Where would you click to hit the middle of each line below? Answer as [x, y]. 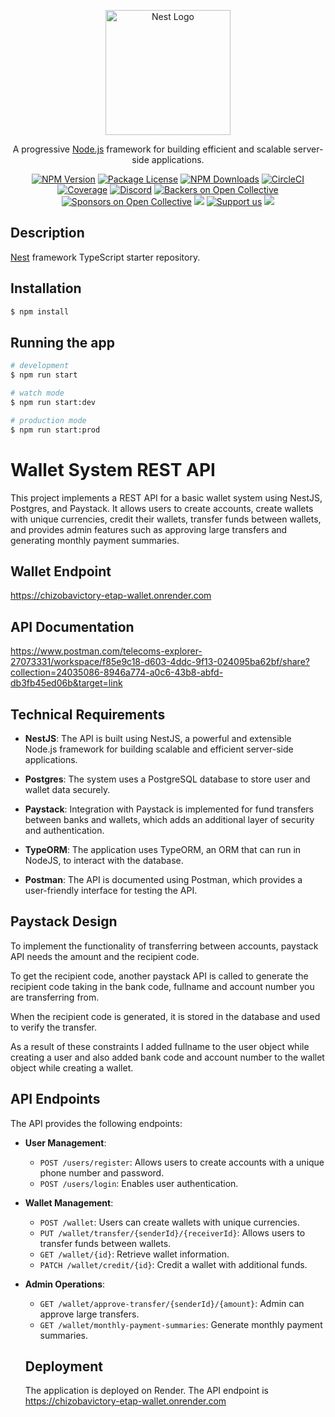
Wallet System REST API [113, 469]
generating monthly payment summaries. [95, 540]
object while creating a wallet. [72, 1067]
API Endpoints [55, 1099]
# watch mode [37, 393]
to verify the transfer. [54, 1027]
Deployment [63, 1366]
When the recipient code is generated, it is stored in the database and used [165, 1016]
